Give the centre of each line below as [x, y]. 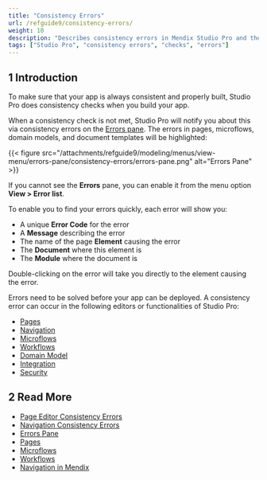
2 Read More [40, 398]
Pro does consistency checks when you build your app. [99, 105]
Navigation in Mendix [54, 467]
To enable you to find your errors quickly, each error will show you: [118, 209]
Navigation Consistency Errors [70, 425]
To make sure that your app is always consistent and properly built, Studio [130, 96]
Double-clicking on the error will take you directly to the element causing [128, 273]
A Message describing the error [72, 232]
